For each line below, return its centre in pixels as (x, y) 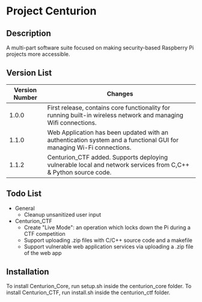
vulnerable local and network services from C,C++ (118, 165)
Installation (28, 272)
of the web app (43, 253)
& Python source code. (79, 172)
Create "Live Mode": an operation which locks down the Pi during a (107, 227)
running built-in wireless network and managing (115, 115)
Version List (29, 73)
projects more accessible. (38, 54)
